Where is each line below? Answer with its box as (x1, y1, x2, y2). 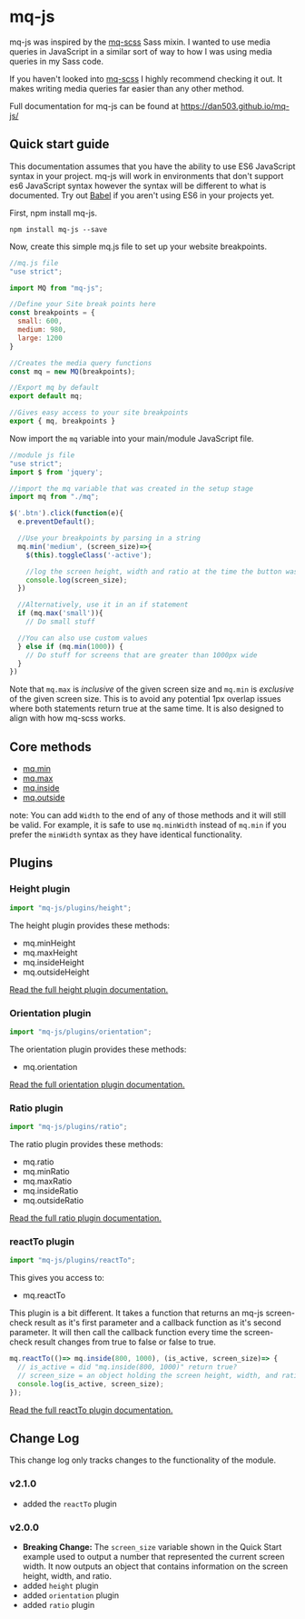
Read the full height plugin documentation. (9, 984, 169, 994)
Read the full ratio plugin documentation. (9, 1212, 162, 1224)
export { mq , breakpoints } (9, 416, 116, 425)
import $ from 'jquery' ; (9, 467, 103, 476)
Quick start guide (9, 136, 110, 152)
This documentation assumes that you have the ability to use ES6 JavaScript (9, 161, 296, 172)
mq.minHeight (22, 937, 75, 948)
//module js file (9, 450, 75, 460)
